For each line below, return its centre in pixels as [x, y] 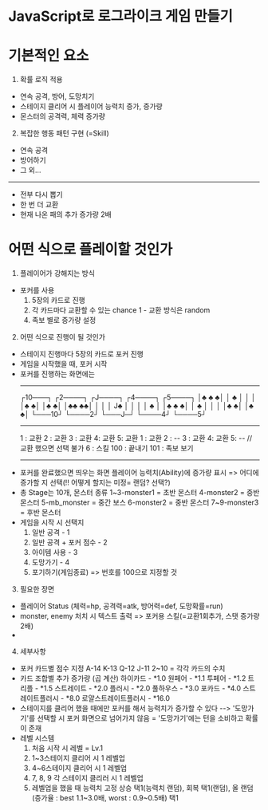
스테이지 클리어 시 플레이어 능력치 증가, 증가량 [91, 106]
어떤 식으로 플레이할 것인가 [91, 250]
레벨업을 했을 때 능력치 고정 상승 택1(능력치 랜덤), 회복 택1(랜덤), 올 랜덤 [142, 788]
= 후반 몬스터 [40, 513]
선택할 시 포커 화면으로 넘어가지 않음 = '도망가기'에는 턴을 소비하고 [140, 718]
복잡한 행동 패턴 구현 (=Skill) [64, 133]
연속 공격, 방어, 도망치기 [57, 96]
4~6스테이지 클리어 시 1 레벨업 [79, 768]
